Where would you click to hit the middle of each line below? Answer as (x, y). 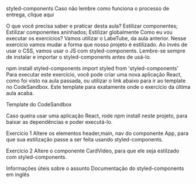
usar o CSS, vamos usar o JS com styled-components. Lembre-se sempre (96, 51)
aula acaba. (20, 93)
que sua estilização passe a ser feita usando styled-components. (85, 139)
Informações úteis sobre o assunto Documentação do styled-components (95, 168)
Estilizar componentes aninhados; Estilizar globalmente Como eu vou (89, 32)
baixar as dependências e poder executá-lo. (59, 122)
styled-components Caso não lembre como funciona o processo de (88, 8)
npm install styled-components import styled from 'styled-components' (92, 68)
